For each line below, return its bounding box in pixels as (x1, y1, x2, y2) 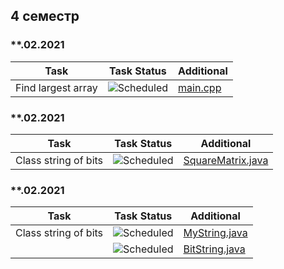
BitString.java (183, 242, 246, 256)
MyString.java (183, 226, 248, 240)
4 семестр (10, 8, 80, 25)
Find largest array (15, 80, 98, 94)
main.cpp (178, 80, 222, 94)
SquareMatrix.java (183, 153, 269, 167)
